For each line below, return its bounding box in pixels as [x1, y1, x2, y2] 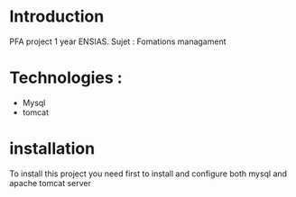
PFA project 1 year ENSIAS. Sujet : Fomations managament [9, 36, 227, 47]
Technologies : [9, 67, 124, 88]
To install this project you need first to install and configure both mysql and [9, 168, 287, 179]
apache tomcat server [9, 177, 92, 188]
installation [9, 139, 96, 159]
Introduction [9, 6, 105, 27]
